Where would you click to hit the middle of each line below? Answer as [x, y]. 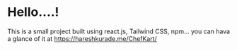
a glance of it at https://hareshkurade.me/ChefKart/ [82, 38]
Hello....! [33, 12]
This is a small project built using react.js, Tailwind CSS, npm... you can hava [119, 31]
